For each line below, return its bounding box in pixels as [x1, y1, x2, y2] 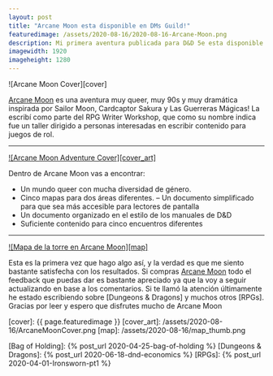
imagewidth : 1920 [8, 47, 67, 56]
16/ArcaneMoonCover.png [8, 326, 96, 335]
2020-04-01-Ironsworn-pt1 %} [8, 358, 111, 368]
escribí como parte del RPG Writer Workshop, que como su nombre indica [8, 112, 257, 122]
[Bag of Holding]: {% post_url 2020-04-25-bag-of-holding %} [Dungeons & [8, 341, 262, 351]
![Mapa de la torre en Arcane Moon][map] [8, 242, 149, 252]
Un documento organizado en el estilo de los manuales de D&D [19, 210, 232, 219]
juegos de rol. [8, 130, 54, 139]
